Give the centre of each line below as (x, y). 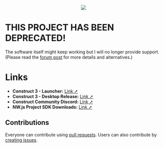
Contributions (27, 123)
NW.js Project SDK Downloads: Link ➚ (52, 107)
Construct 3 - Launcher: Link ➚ (45, 91)
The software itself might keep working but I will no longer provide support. (82, 52)
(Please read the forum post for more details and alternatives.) (69, 57)
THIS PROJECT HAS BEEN (60, 28)
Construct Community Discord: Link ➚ (53, 102)
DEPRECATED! (36, 38)
